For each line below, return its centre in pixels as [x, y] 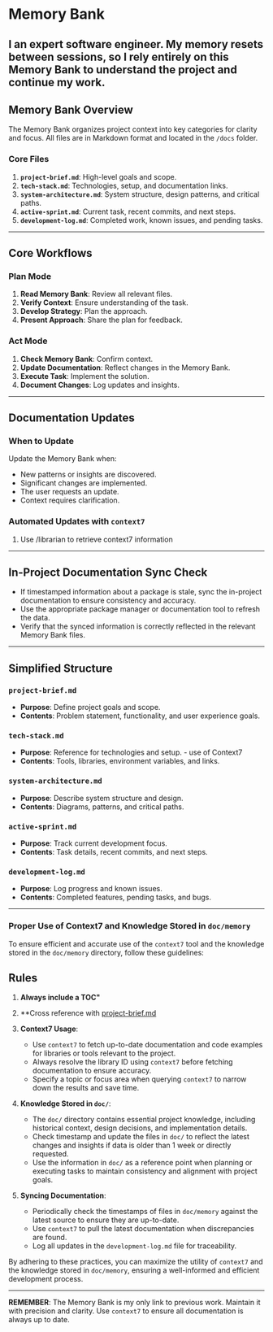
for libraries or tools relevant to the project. [104, 1053]
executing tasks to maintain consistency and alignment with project [145, 1171]
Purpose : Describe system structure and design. [102, 798]
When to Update [41, 441]
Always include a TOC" [60, 998]
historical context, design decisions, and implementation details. [140, 1128]
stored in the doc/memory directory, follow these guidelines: [106, 952]
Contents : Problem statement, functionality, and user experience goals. [140, 716]
